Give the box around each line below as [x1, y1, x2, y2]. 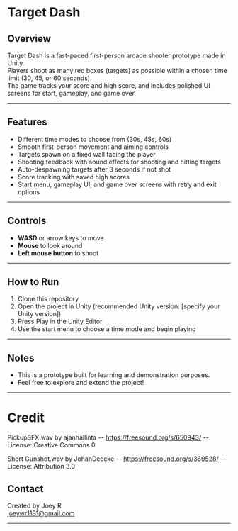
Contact [7, 483, 44, 495]
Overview [7, 33, 52, 45]
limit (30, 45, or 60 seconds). [7, 74, 92, 82]
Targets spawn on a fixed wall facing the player [17, 150, 156, 158]
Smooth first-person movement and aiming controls [17, 142, 169, 151]
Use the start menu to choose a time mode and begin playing [17, 325, 196, 333]
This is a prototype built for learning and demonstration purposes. [17, 371, 210, 379]
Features [7, 116, 47, 128]
